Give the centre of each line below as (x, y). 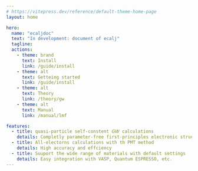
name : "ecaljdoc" (33, 33)
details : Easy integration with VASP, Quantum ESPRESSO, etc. (95, 159)
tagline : (22, 44)
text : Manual (38, 110)
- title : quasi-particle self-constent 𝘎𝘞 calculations (83, 131)
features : (18, 126)
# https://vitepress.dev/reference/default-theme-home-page (82, 11)
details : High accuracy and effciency (64, 148)
